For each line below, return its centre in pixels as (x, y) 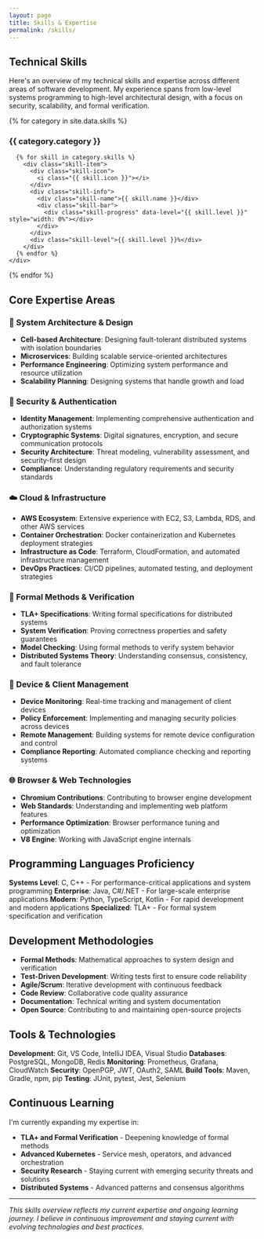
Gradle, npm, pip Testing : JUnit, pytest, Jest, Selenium (98, 1079)
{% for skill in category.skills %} (76, 158)
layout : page (30, 15)
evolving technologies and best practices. (76, 1226)
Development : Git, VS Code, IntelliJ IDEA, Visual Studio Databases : (118, 1054)
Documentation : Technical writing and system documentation (121, 1002)
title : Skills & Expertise (53, 23)
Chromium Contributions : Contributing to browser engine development (136, 797)
